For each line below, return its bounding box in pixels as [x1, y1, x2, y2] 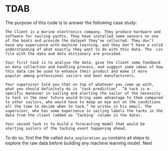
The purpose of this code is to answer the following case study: [5, 20, 137, 26]
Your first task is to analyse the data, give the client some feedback [5, 60, 161, 65]
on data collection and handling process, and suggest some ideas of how [5, 64, 163, 69]
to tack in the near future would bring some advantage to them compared [5, 95, 163, 100]
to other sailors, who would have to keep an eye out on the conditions [5, 99, 161, 104]
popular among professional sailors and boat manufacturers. [5, 73, 136, 78]
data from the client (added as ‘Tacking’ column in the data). [5, 112, 143, 118]
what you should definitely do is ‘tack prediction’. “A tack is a [5, 86, 150, 91]
